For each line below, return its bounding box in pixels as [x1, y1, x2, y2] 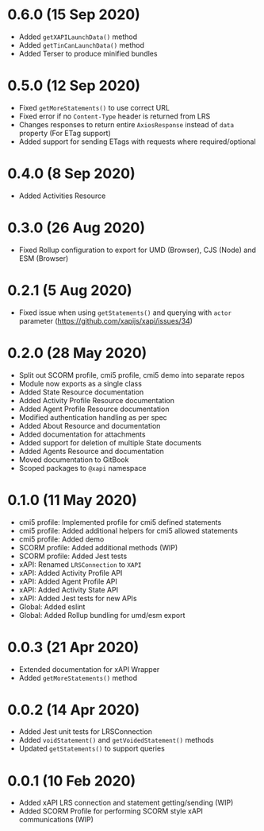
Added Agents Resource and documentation [18, 446, 164, 456]
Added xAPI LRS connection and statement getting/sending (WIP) [18, 798, 234, 808]
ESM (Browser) [18, 253, 69, 263]
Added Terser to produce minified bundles [18, 49, 158, 58]
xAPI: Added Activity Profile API [18, 568, 123, 577]
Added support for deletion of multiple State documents [18, 437, 202, 447]
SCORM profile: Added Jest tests [18, 551, 128, 561]
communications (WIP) [18, 815, 94, 825]
